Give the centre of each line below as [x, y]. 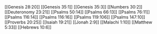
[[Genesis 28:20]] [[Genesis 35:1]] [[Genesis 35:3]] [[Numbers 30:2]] [73, 7]
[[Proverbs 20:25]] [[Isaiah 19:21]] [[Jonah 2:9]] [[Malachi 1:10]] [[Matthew [78, 22]
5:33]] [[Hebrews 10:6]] [28, 27]
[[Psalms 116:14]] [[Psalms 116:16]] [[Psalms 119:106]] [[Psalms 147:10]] [75, 17]
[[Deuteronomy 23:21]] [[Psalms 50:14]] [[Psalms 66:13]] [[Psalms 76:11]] [77, 12]
